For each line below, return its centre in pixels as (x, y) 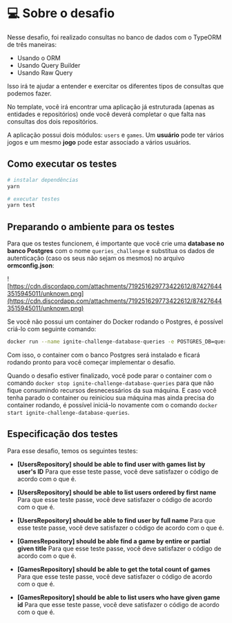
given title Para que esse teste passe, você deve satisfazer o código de (119, 548)
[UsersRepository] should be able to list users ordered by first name (116, 492)
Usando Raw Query (45, 73)
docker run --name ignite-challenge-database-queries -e (91, 342)
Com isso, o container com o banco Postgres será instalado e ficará (104, 355)
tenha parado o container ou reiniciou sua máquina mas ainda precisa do (111, 398)
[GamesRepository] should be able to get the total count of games (114, 569)
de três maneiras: (32, 44)
